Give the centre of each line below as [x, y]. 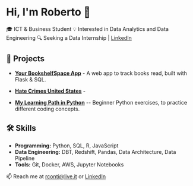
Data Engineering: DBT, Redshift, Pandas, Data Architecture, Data [95, 152]
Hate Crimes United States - [50, 91]
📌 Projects [26, 59]
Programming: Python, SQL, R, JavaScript [67, 146]
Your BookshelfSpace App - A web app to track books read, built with [101, 73]
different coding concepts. [47, 109]
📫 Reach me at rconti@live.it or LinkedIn [56, 176]
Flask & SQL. [30, 79]
